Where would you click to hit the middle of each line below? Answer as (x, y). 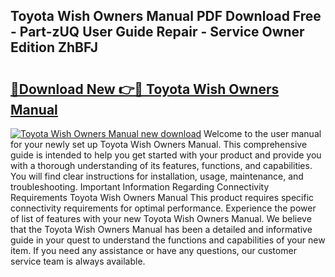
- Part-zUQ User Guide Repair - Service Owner (157, 32)
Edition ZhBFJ (54, 47)
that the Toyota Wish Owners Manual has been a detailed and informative (161, 229)
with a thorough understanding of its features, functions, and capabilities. (161, 165)
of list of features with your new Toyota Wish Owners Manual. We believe (161, 218)
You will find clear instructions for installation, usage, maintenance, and (157, 176)
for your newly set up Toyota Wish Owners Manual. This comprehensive (159, 144)
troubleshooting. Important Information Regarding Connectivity (140, 187)
